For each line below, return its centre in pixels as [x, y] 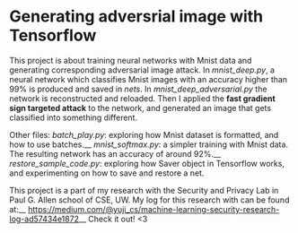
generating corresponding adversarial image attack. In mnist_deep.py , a [142, 70]
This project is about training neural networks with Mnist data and [131, 60]
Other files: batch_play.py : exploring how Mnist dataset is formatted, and [144, 134]
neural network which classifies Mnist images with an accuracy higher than [149, 79]
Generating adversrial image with [136, 17]
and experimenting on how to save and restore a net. [107, 173]
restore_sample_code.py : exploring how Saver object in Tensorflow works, [147, 163]
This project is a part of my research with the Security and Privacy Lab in [144, 190]
